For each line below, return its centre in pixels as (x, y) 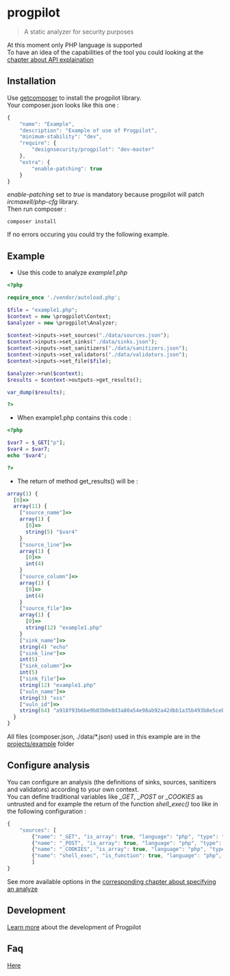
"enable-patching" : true (67, 169)
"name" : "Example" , (47, 124)
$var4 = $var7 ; (29, 449)
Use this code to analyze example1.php (72, 273)
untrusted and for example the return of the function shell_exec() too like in (113, 804)
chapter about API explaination (50, 59)
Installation (31, 81)
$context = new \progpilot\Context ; (59, 316)
